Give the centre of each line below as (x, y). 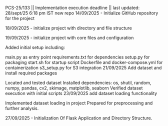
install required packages (31, 73)
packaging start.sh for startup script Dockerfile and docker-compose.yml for (84, 62)
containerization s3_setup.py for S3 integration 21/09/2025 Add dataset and (83, 68)
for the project (20, 18)
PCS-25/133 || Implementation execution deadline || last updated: (72, 8)
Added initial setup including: (35, 47)
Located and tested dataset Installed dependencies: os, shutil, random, (78, 83)
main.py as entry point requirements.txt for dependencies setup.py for (77, 57)
